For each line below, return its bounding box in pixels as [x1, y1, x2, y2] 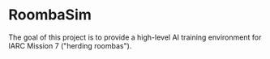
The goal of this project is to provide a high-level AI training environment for [8, 32, 262, 42]
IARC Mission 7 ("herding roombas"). [8, 40, 132, 50]
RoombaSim [8, 6, 92, 24]
